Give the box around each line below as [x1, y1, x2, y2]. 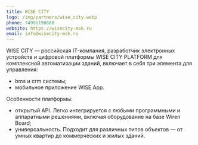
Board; [14, 119, 32, 127]
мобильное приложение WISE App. [14, 84, 104, 91]
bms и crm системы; [14, 78, 67, 85]
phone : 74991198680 [6, 20, 55, 26]
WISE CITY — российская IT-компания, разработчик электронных [6, 47, 175, 54]
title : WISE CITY [6, 8, 49, 15]
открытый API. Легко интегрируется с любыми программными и [14, 107, 181, 114]
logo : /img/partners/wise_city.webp [6, 14, 97, 20]
